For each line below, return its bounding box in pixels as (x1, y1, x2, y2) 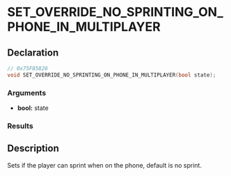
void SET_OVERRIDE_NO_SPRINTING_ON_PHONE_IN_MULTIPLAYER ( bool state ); (7, 71, 216, 79)
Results (7, 121, 33, 131)
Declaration (7, 47, 59, 58)
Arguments (7, 88, 47, 97)
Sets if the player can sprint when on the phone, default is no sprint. (7, 161, 202, 169)
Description (7, 143, 59, 154)
